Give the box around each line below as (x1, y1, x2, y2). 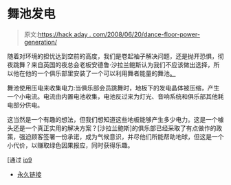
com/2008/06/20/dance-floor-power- (92, 30, 201, 38)
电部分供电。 (7, 101, 43, 109)
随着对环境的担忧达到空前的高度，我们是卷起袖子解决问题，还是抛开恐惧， (7, 52, 218, 60)
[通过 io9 (7, 156, 32, 164)
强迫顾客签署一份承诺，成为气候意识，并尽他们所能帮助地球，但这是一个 (19, 132, 224, 140)
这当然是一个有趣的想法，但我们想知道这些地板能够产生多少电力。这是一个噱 (7, 115, 224, 123)
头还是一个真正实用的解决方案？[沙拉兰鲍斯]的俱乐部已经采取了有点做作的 (7, 124, 217, 132)
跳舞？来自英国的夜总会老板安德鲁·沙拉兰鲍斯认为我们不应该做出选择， (12, 60, 214, 69)
